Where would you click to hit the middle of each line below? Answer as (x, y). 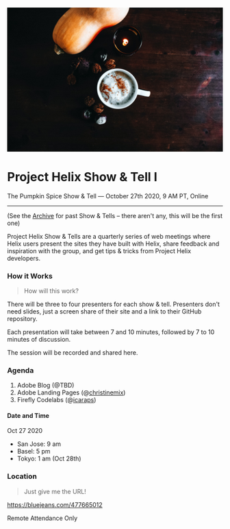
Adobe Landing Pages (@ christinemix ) (71, 392)
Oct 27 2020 (25, 431)
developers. (24, 258)
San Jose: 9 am (39, 444)
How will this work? (51, 291)
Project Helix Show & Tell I (82, 177)
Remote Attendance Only (42, 518)
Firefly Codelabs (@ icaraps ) (56, 400)
